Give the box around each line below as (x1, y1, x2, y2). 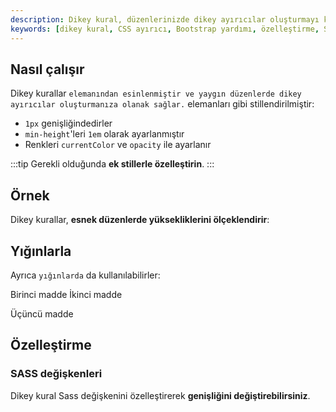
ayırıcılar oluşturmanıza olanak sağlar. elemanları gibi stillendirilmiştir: (10, 98, 315, 110)
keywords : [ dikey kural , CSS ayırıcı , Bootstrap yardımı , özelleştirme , (10, 24, 320, 34)
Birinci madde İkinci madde (10, 288, 123, 300)
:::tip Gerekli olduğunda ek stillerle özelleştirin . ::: (10, 158, 215, 170)
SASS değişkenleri (10, 367, 103, 381)
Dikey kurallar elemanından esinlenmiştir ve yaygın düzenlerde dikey (10, 87, 302, 100)
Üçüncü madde (10, 307, 74, 320)
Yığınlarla (10, 242, 72, 260)
